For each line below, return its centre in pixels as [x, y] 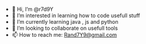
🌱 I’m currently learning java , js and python [65, 22]
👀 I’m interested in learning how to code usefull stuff [76, 15]
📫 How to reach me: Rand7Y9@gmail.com [64, 35]
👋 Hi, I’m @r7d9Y [32, 9]
